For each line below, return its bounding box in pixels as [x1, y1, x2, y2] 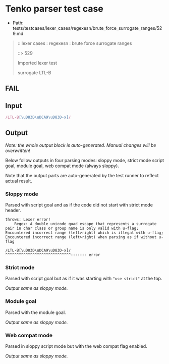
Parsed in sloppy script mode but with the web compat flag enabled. [5, 343, 147, 349]
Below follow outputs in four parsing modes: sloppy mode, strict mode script [5, 157, 164, 163]
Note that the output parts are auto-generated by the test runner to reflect [5, 172, 159, 178]
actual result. [5, 178, 32, 184]
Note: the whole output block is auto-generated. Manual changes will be [5, 142, 156, 148]
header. [5, 207, 21, 214]
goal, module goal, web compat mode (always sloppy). [5, 163, 120, 169]
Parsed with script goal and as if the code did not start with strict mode [5, 202, 153, 208]
